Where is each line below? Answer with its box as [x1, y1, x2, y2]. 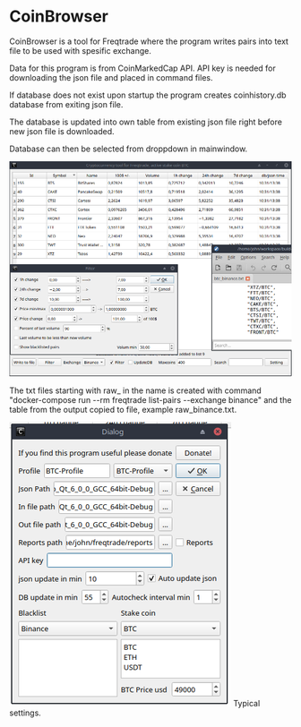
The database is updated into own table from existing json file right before [9, 116, 282, 127]
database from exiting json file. [9, 98, 124, 109]
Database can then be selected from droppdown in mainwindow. [9, 143, 248, 154]
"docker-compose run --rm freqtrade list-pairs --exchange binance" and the [9, 395, 292, 406]
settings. [9, 707, 42, 718]
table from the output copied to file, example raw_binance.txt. [9, 405, 237, 415]
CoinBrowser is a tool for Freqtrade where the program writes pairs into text [9, 36, 289, 47]
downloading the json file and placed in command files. [9, 72, 213, 82]
